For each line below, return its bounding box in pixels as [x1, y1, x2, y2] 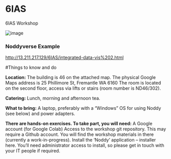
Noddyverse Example [5, 43, 60, 50]
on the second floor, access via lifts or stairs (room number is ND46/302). [5, 85, 161, 91]
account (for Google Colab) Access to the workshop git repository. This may [5, 126, 166, 132]
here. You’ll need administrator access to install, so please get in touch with [5, 142, 165, 149]
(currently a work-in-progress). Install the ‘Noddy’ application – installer [5, 137, 156, 143]
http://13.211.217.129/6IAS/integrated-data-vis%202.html [5, 54, 124, 61]
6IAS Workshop [5, 20, 38, 26]
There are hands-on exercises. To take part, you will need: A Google [5, 121, 153, 127]
